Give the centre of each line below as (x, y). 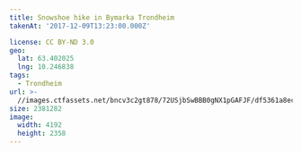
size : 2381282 (36, 108)
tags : (19, 76)
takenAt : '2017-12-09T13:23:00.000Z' (80, 26)
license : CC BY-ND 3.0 (52, 42)
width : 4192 (40, 125)
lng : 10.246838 (46, 67)
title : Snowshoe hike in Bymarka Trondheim (92, 17)
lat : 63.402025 (46, 59)
